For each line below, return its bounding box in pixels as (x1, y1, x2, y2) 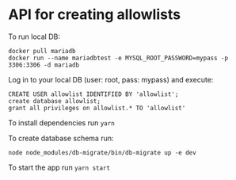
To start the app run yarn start (8, 163, 111, 172)
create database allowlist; (8, 97, 101, 105)
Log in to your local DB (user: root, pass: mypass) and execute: (8, 75, 214, 84)
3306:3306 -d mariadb (8, 61, 80, 69)
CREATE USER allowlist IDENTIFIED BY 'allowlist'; (8, 90, 179, 98)
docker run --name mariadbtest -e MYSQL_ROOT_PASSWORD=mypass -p (8, 54, 228, 62)
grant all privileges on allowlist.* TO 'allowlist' (8, 104, 186, 112)
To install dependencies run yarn (8, 117, 115, 128)
